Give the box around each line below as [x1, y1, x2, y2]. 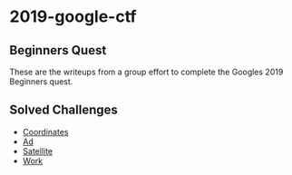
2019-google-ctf [9, 6, 137, 27]
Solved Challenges [9, 102, 118, 118]
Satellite [22, 145, 54, 156]
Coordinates [22, 126, 69, 137]
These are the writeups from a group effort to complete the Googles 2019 [9, 66, 284, 77]
